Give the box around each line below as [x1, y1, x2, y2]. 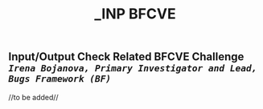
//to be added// [8, 92, 59, 102]
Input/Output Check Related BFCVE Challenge [8, 50, 245, 64]
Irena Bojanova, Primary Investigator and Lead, [8, 63, 257, 75]
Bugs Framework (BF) [8, 73, 112, 85]
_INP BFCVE [94, 5, 176, 23]
